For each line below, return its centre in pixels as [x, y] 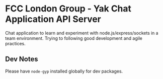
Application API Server [53, 19]
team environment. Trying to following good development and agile [74, 38]
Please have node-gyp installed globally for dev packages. [64, 71]
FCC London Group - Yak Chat [68, 9]
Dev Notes [22, 59]
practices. [15, 43]
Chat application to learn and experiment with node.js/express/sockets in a [82, 33]
